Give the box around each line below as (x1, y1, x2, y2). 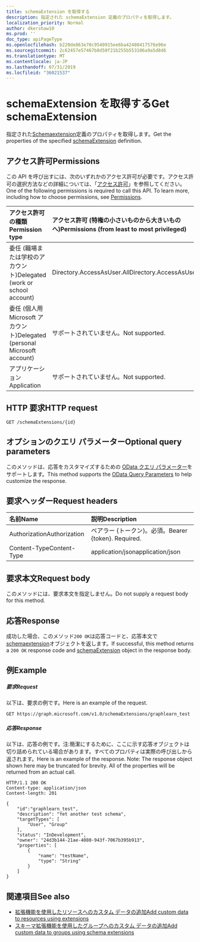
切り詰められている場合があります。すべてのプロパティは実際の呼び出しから (6, 748, 192, 755)
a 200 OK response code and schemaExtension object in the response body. (6, 647, 192, 654)
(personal (9, 339, 36, 347)
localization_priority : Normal (6, 20, 84, 26)
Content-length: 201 (6, 790, 58, 797)
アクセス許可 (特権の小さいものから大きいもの (52, 216, 182, 224)
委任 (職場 (9, 244, 37, 252)
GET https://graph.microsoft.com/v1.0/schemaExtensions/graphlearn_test (6, 711, 190, 718)
